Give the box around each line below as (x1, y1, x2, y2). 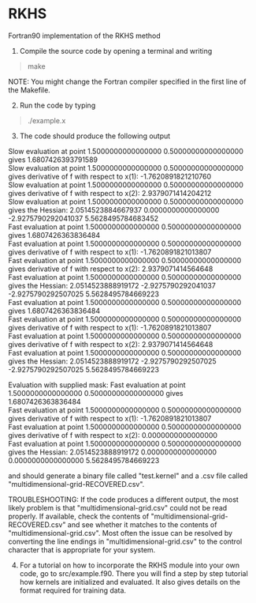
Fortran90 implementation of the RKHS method (8, 31, 161, 40)
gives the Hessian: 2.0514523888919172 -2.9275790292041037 (8, 281, 217, 290)
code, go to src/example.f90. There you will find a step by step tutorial (19, 568, 248, 578)
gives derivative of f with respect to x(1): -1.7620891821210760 (8, 171, 211, 181)
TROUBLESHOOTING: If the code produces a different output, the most (8, 495, 239, 504)
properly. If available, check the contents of (8, 511, 150, 521)
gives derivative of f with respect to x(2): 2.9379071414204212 (8, 188, 212, 198)
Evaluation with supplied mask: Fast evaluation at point (8, 380, 187, 390)
